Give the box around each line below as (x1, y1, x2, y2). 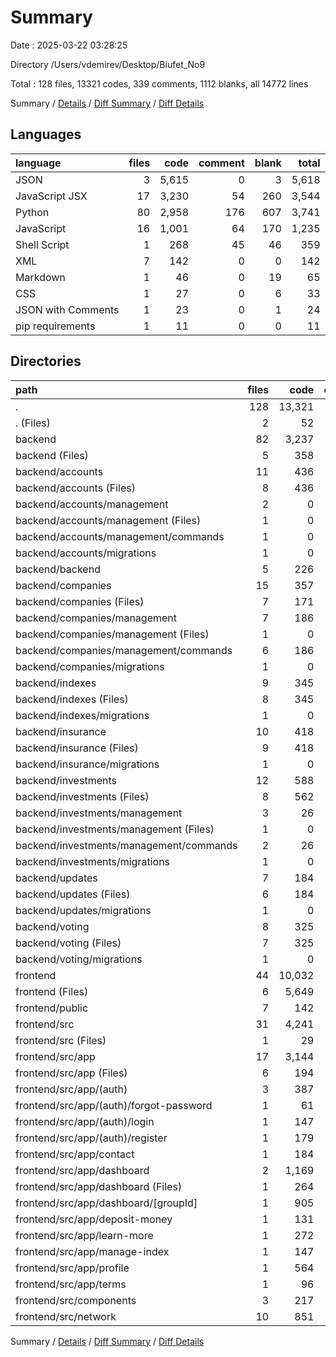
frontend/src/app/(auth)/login (15, 1114, 155, 1128)
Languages (10, 126, 82, 143)
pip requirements (15, 319, 96, 333)
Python (15, 205, 50, 219)
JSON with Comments (15, 302, 120, 316)
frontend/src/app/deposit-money (15, 1212, 173, 1226)
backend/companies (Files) (15, 594, 145, 608)
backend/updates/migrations (15, 903, 152, 917)
